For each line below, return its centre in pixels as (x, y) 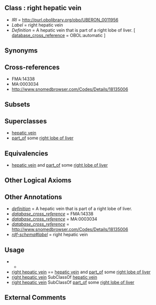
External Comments (35, 297)
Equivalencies (26, 153)
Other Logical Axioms (38, 181)
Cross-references (32, 67)
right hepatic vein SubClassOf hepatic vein (54, 277)
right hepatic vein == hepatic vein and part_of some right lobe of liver (81, 272)
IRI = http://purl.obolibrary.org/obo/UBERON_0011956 (65, 19)
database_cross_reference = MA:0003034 (54, 219)
